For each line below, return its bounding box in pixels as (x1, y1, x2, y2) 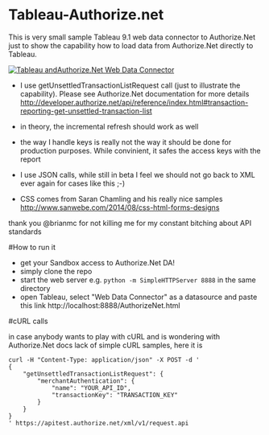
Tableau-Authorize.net (8, 6, 164, 24)
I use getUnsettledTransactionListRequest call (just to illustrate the (19, 80, 241, 90)
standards (8, 227, 42, 236)
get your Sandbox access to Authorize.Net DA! (19, 257, 176, 267)
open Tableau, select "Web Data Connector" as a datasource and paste (19, 292, 258, 302)
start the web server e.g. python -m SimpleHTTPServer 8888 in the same (19, 275, 256, 285)
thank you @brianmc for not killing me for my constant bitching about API (8, 218, 252, 228)
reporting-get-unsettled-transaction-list (19, 106, 153, 116)
